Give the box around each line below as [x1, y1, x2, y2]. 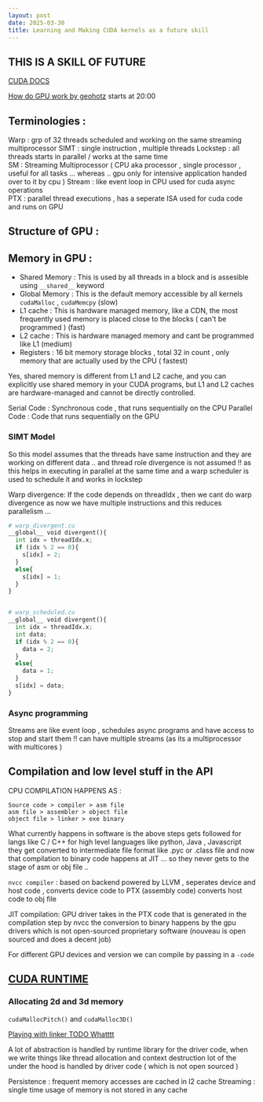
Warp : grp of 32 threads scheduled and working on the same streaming [8, 135, 242, 144]
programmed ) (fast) [19, 323, 86, 332]
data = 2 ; [22, 645, 55, 653]
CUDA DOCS [8, 76, 49, 86]
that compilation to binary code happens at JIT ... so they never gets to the [8, 853, 250, 863]
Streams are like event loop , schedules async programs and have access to [8, 726, 254, 735]
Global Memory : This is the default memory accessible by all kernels [19, 289, 243, 299]
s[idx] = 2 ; [22, 551, 61, 559]
